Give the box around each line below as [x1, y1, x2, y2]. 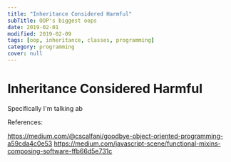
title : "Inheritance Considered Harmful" [7, 10, 133, 18]
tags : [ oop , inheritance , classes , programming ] [7, 37, 155, 44]
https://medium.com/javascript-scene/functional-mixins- [53, 139, 221, 148]
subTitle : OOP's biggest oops [7, 17, 98, 24]
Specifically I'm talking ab [7, 104, 83, 112]
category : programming [7, 43, 75, 50]
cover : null [7, 50, 43, 58]
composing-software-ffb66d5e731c [7, 146, 113, 155]
